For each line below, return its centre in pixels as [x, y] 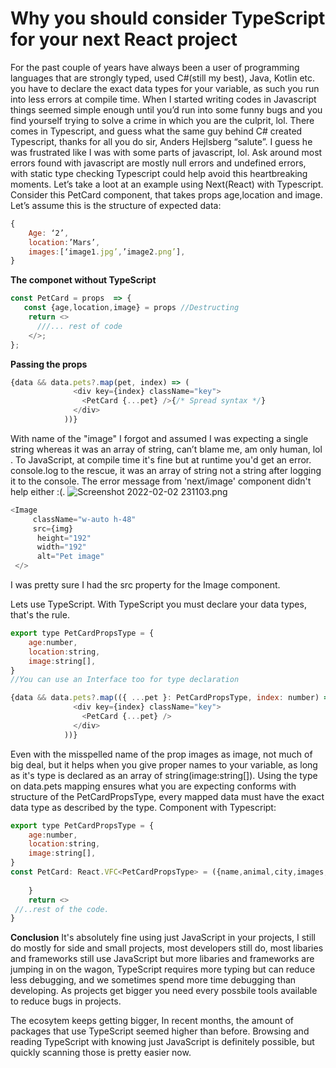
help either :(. [38, 491]
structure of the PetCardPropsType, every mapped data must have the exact [167, 796]
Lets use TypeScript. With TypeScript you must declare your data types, [158, 604]
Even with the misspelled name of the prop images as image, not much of [161, 754]
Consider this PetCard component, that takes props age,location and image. [166, 194]
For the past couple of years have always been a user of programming [155, 67]
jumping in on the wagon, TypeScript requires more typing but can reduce [163, 969]
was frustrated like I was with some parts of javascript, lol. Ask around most [166, 152]
